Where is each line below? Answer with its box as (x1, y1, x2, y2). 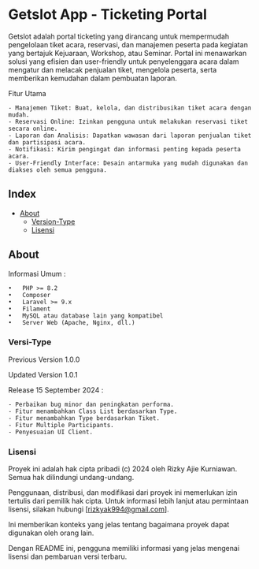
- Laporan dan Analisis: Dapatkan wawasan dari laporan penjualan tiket (8, 132, 252, 139)
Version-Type (31, 217, 76, 226)
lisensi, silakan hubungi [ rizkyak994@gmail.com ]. (8, 504, 169, 514)
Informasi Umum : (8, 269, 66, 278)
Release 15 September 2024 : (8, 385, 104, 395)
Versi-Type (8, 337, 52, 348)
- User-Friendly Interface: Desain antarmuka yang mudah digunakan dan (8, 159, 248, 167)
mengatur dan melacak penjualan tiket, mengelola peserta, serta (8, 65, 217, 74)
